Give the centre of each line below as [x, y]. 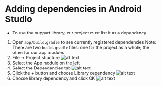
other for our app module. [38, 52]
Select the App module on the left [46, 63]
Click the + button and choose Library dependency [63, 73]
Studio [19, 19]
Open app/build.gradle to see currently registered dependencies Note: [84, 42]
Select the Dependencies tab [41, 68]
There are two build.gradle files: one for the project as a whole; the [81, 47]
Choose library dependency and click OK [54, 78]
